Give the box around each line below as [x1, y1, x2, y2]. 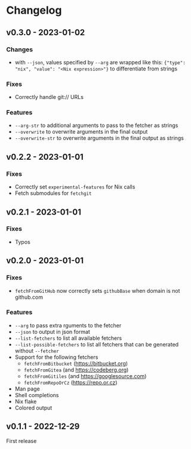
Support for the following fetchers [14, 353, 98, 361]
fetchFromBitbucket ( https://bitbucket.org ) [23, 360, 128, 367]
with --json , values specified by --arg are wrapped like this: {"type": [14, 58, 186, 66]
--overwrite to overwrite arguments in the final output [14, 128, 148, 135]
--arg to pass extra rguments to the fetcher [14, 321, 122, 329]
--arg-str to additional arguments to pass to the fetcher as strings [14, 122, 178, 129]
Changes [6, 45, 33, 54]
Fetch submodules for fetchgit [14, 190, 92, 197]
